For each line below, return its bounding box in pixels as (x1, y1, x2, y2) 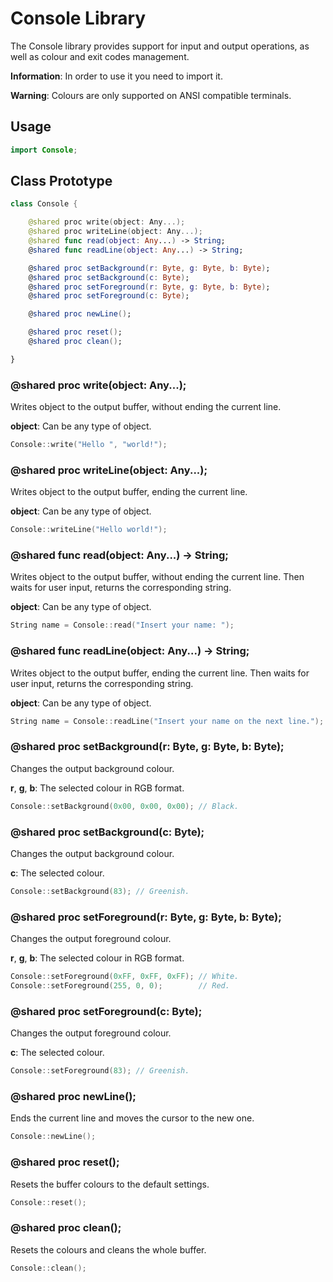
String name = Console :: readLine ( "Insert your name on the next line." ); (10, 716, 325, 726)
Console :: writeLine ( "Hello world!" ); (10, 525, 168, 535)
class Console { (10, 199, 78, 209)
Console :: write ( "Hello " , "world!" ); (10, 440, 168, 450)
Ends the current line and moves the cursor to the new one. (10, 1112, 255, 1124)
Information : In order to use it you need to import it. (10, 70, 223, 82)
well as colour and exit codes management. (10, 50, 190, 62)
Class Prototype (10, 173, 113, 190)
